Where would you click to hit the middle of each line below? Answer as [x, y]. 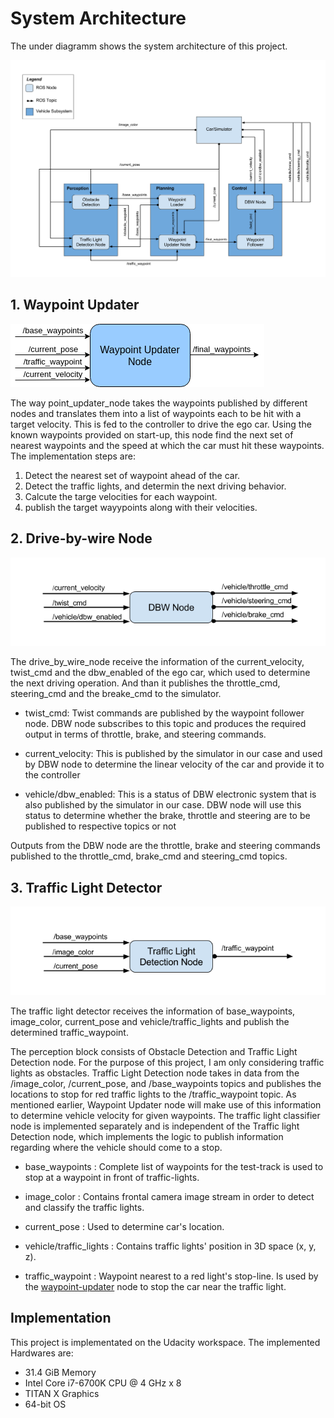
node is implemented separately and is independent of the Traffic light [155, 1126]
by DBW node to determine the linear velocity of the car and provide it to [174, 764]
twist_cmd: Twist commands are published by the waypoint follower [164, 713]
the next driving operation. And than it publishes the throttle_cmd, [145, 683]
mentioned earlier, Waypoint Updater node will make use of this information [166, 1104]
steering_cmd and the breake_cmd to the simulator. [116, 694]
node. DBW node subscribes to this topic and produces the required [165, 724]
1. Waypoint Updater [75, 305]
